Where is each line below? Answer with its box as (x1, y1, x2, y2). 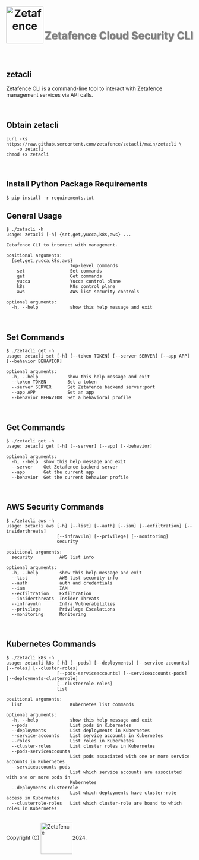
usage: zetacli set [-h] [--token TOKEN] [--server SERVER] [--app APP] (6, 353, 190, 359)
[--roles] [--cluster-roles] (6, 665, 78, 671)
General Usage (6, 211, 62, 221)
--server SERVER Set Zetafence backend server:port (11, 384, 156, 390)
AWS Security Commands (6, 502, 105, 512)
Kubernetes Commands (6, 639, 96, 649)
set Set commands (17, 268, 102, 274)
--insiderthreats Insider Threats (11, 596, 100, 602)
